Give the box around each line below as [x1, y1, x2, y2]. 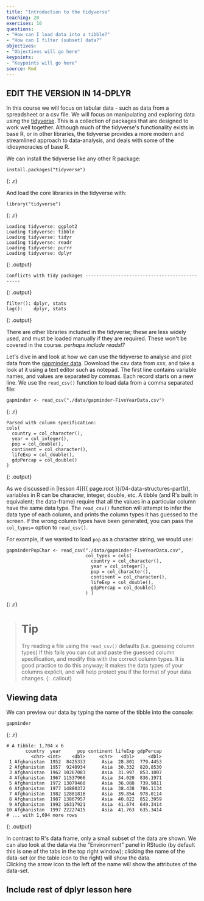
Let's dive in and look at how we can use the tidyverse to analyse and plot [6, 353, 192, 360]
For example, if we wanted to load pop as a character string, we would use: [6, 536, 194, 543]
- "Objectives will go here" [6, 49, 80, 55]
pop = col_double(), [12, 441, 64, 447]
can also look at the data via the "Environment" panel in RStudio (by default [6, 841, 195, 848]
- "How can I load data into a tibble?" [6, 32, 111, 38]
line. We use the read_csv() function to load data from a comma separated [6, 379, 194, 386]
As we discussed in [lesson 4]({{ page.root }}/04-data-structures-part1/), [6, 485, 191, 493]
